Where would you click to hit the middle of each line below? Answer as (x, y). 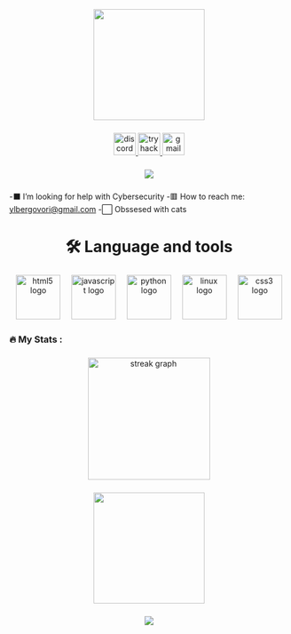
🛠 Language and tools (149, 246)
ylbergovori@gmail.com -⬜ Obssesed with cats (98, 209)
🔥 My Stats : (36, 339)
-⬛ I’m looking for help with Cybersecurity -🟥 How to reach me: (127, 196)
